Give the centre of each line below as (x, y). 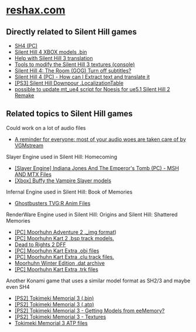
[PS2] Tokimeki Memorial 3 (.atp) (54, 304)
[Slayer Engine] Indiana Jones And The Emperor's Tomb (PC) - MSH (97, 168)
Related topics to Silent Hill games (69, 114)
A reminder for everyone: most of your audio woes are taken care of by (100, 139)
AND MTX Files (33, 174)
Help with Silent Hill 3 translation (54, 58)
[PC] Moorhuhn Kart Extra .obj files (57, 250)
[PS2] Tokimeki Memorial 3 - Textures (60, 317)
